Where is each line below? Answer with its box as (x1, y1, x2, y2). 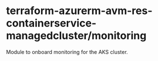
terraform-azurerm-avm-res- (6, 4, 153, 18)
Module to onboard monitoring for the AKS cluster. (6, 48, 128, 55)
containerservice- (6, 16, 97, 30)
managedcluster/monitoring (6, 29, 147, 42)
